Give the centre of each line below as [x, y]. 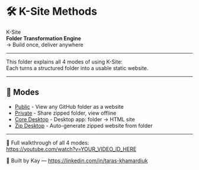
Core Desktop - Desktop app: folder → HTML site [75, 119]
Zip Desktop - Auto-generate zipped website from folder [84, 125]
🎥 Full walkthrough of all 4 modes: [48, 143]
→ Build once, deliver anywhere [45, 45]
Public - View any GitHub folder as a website [69, 106]
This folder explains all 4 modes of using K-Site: [64, 62]
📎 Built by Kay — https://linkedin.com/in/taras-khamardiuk [77, 160]
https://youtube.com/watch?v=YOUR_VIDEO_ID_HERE [71, 149]
